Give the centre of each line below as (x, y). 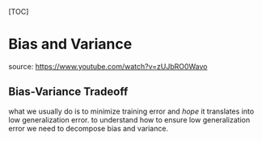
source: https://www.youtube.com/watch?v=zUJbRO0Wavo (108, 66)
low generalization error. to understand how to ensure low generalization (129, 119)
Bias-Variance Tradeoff (68, 92)
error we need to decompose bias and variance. (88, 128)
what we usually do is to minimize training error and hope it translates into (131, 111)
